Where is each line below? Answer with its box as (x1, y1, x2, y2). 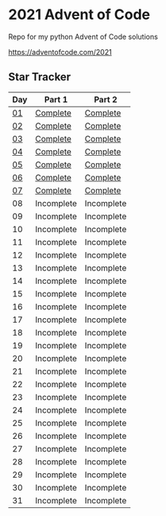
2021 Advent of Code (8, 6, 151, 24)
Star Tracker (8, 70, 71, 84)
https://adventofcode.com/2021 (8, 47, 113, 56)
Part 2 (94, 94, 118, 105)
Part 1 (44, 94, 68, 105)
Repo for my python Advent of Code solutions (8, 32, 159, 41)
